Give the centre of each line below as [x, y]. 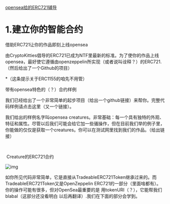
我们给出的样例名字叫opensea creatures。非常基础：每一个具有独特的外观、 [85, 117]
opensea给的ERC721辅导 [31, 7]
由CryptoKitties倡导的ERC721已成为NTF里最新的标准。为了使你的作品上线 [82, 55]
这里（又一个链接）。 [53, 106]
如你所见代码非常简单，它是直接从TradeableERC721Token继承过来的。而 [81, 177]
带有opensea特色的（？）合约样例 [41, 89]
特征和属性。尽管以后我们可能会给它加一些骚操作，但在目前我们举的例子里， [85, 123]
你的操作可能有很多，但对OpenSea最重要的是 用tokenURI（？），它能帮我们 [84, 190]
